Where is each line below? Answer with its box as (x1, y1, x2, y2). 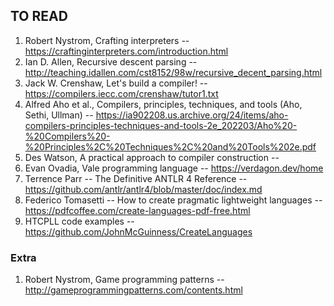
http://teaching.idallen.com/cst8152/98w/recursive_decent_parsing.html (24, 66, 323, 78)
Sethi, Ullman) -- (24, 109, 94, 121)
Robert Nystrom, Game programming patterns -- (24, 274, 225, 286)
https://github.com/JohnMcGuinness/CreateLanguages (24, 225, 253, 238)
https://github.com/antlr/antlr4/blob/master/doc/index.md (24, 183, 263, 195)
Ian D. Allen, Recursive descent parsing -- (24, 55, 198, 68)
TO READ (10, 8, 68, 25)
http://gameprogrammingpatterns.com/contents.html (24, 284, 243, 296)
